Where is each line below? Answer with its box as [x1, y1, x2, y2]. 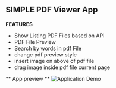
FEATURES [5, 20, 33, 27]
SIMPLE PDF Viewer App [5, 5, 98, 15]
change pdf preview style [14, 51, 77, 58]
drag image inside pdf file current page [14, 64, 111, 71]
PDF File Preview [14, 38, 56, 45]
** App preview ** [5, 75, 50, 82]
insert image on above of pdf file [14, 57, 95, 64]
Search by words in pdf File [14, 45, 81, 52]
